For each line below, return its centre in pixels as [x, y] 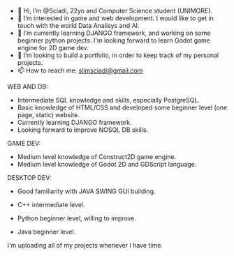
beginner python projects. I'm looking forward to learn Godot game [114, 40]
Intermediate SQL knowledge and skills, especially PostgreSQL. [109, 100]
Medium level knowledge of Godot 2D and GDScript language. [107, 164]
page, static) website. [49, 115]
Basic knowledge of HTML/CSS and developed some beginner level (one [122, 107]
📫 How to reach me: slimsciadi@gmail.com [80, 70]
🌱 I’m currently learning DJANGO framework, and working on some [114, 33]
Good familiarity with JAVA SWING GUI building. [86, 191]
